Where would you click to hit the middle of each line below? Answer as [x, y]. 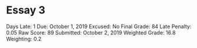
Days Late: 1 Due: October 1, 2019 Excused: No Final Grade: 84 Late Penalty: [99, 26]
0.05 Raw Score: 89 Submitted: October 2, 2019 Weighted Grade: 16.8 [91, 32]
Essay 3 [26, 10]
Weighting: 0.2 [24, 39]
